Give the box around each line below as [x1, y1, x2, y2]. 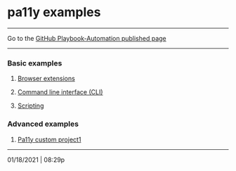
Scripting [17, 101, 44, 110]
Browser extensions [17, 75, 75, 83]
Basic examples [7, 58, 63, 68]
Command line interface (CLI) [17, 88, 103, 96]
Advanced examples [7, 119, 79, 129]
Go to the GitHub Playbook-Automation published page [7, 34, 166, 42]
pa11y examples [7, 4, 101, 20]
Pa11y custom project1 [17, 135, 81, 144]
